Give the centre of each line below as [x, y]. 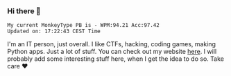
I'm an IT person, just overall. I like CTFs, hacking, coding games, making [112, 44]
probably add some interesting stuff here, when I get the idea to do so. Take [115, 59]
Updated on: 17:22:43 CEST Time [54, 31]
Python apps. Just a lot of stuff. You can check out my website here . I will [112, 52]
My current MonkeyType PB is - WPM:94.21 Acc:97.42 [83, 26]
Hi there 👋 [24, 11]
